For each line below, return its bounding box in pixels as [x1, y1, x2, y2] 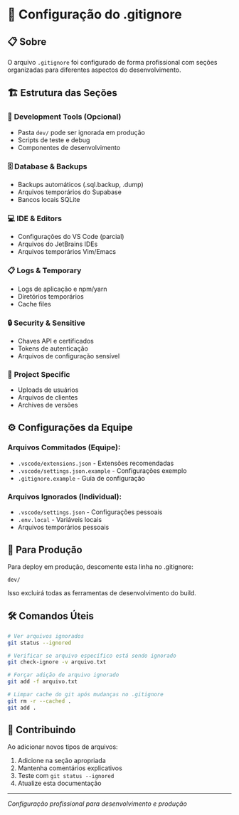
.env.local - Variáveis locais [17, 516, 102, 524]
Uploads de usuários [17, 385, 79, 394]
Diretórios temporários [17, 292, 84, 301]
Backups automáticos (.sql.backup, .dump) [17, 180, 144, 188]
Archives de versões [17, 401, 78, 410]
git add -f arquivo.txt [7, 678, 78, 686]
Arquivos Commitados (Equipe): [7, 442, 121, 452]
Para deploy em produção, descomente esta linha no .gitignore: [7, 562, 194, 571]
